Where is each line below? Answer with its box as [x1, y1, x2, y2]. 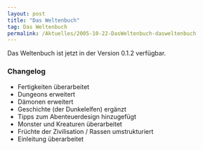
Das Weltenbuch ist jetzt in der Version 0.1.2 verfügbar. [7, 49, 166, 57]
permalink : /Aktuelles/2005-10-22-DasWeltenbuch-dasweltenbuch [7, 29, 197, 37]
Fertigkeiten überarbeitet [17, 82, 90, 91]
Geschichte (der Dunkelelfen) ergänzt [17, 104, 126, 113]
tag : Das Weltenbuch [7, 23, 68, 30]
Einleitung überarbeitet [17, 135, 84, 143]
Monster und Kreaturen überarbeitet [17, 120, 123, 128]
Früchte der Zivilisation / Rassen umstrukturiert [17, 127, 154, 135]
